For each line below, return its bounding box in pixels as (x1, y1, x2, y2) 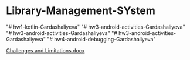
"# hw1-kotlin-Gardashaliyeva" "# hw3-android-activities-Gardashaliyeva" (6, 23, 186, 30)
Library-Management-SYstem (6, 4, 155, 17)
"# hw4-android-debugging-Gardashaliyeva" (46, 36, 156, 43)
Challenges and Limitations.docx (6, 47, 85, 54)
